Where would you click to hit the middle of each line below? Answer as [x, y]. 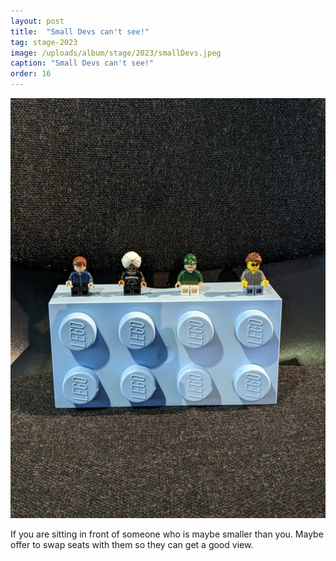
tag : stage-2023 [44, 42]
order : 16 [31, 74]
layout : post [37, 21]
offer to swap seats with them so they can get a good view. [132, 544]
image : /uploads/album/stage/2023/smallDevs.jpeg [116, 53]
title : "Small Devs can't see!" [80, 31]
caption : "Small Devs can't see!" [82, 63]
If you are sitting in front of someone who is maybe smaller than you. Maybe [167, 534]
